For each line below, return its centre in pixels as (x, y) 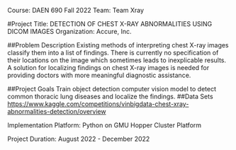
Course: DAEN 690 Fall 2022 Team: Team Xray (75, 10)
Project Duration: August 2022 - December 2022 (79, 139)
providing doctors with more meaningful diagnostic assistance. (99, 75)
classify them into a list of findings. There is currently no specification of (113, 53)
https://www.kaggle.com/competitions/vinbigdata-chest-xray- (98, 104)
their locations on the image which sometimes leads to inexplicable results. (117, 60)
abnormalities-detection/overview (57, 111)
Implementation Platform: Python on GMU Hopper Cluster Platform (105, 125)
